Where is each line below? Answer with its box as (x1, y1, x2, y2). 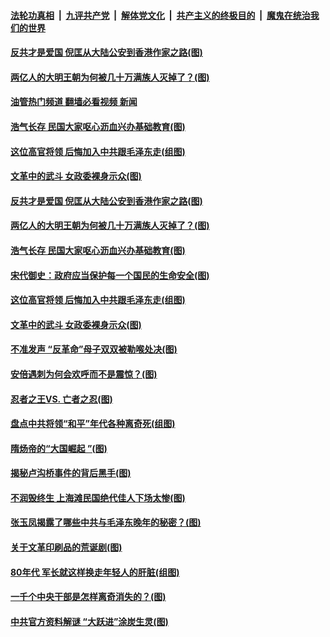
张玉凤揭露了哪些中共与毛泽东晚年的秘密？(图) (10, 516, 202, 529)
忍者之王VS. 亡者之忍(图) (10, 393, 113, 405)
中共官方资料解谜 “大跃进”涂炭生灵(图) (10, 615, 169, 627)
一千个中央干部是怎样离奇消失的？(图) (10, 591, 167, 603)
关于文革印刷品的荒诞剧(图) (10, 541, 123, 554)
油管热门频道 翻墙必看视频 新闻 (10, 96, 138, 108)
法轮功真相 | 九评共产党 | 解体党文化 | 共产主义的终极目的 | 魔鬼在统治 (10, 9, 311, 21)
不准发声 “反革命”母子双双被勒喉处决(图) (10, 343, 178, 355)
